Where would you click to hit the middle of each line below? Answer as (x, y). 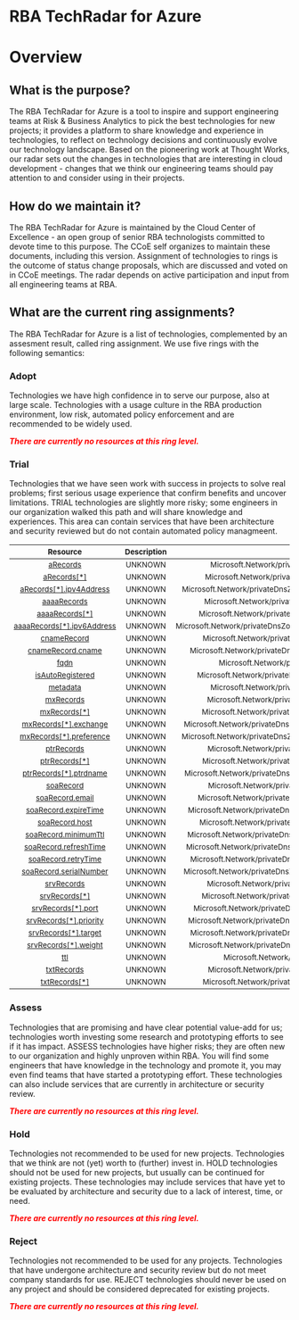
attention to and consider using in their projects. (97, 178)
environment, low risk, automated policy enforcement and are (122, 415)
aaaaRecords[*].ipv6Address (65, 626)
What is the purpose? (70, 90)
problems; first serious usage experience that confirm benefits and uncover (148, 494)
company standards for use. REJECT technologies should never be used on (148, 1280)
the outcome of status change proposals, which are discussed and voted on (149, 266)
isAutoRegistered (65, 675)
